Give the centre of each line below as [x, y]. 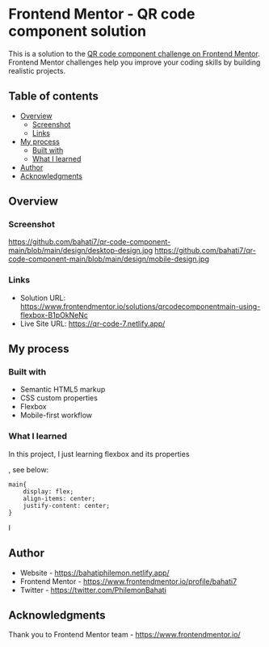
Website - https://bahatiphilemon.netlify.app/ [95, 573]
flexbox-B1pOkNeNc [54, 315]
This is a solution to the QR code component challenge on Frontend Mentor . [134, 53]
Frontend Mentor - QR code [102, 14]
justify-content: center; [67, 505]
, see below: [29, 469]
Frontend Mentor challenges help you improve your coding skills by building [134, 62]
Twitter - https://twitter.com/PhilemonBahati [93, 590]
